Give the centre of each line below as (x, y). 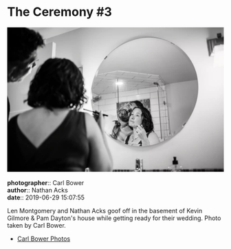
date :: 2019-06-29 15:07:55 (46, 197)
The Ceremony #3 (59, 12)
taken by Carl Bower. (37, 225)
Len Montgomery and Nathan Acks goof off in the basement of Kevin (105, 210)
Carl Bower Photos (44, 239)
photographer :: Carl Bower (46, 182)
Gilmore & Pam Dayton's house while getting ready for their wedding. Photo (114, 218)
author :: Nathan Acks (38, 190)
